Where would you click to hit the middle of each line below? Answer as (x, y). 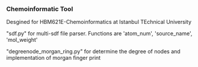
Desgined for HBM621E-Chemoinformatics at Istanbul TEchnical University (99, 22)
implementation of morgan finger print (54, 58)
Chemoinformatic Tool (40, 9)
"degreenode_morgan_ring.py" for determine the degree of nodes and (93, 51)
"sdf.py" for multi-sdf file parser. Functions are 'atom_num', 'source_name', (99, 33)
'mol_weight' (22, 40)
